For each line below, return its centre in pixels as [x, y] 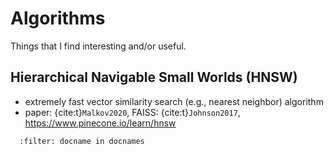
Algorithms [58, 18]
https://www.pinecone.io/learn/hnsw [100, 123]
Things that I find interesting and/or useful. [98, 46]
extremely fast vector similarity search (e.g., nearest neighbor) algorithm [174, 101]
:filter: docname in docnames [82, 141]
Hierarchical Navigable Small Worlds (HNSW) [154, 77]
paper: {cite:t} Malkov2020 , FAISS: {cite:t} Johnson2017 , [132, 112]
